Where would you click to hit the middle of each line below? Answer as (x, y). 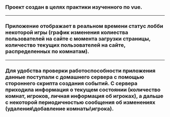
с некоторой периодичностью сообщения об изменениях (80, 102)
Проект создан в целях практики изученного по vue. (74, 7)
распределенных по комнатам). (47, 52)
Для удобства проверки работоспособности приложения (80, 70)
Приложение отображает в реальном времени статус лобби (84, 26)
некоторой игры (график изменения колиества (67, 32)
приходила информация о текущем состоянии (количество (83, 90)
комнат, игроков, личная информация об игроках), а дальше (84, 96)
